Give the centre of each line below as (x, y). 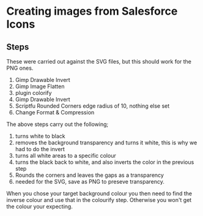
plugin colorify (33, 93)
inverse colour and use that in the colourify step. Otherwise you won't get (99, 200)
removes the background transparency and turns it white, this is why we (106, 143)
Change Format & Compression (55, 112)
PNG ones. (20, 68)
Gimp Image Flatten (40, 86)
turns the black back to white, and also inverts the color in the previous (105, 162)
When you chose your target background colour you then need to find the (99, 193)
